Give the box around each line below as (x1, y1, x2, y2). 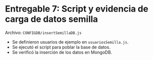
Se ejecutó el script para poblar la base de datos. (12, 44, 111, 50)
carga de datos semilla (5, 14, 98, 25)
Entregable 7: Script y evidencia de (5, 3, 149, 15)
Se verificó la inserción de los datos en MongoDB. (12, 49, 113, 55)
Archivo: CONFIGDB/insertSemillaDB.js (5, 30, 82, 35)
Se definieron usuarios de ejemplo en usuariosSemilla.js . (12, 39, 129, 45)
